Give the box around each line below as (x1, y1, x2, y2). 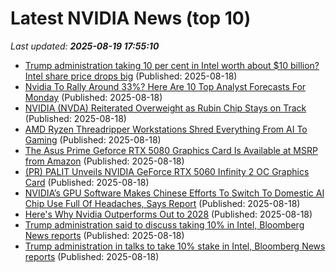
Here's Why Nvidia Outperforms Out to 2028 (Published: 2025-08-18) (24, 208, 313, 220)
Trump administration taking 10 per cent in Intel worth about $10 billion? (24, 59, 320, 71)
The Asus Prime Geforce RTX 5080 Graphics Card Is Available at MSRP (24, 144, 318, 156)
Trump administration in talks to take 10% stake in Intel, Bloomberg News (24, 240, 326, 252)
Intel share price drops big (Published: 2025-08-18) (24, 70, 238, 82)
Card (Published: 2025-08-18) (24, 176, 150, 188)
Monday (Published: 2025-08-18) (24, 91, 163, 103)
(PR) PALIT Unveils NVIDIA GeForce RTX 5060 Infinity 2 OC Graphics (24, 165, 310, 177)
